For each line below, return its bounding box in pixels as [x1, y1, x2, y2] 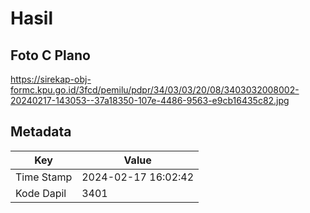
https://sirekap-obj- [10, 73, 92, 85]
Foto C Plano [10, 47, 91, 64]
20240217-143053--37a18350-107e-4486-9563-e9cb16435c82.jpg [10, 95, 290, 106]
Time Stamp [15, 170, 73, 184]
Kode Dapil [15, 186, 67, 200]
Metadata [10, 123, 72, 141]
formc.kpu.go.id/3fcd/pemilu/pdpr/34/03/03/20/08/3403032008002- [10, 84, 300, 96]
